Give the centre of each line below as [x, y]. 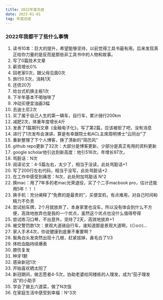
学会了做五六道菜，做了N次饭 [42, 286]
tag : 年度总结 [18, 19]
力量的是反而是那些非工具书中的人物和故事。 [71, 54]
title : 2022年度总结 [25, 10]
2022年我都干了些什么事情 [37, 37]
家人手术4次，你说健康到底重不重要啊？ [52, 231]
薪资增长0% [25, 66]
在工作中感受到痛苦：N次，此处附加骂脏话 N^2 [59, 176]
